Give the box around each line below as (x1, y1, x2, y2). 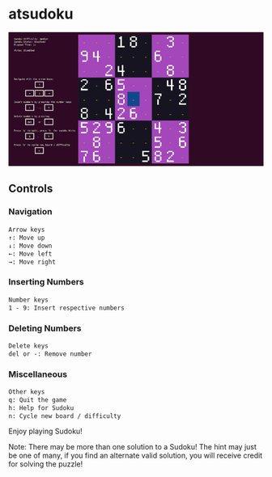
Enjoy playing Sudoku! (8, 426, 83, 437)
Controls (8, 182, 53, 196)
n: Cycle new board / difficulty (8, 412, 121, 420)
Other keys (8, 388, 45, 396)
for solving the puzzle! (8, 459, 83, 469)
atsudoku (8, 5, 74, 23)
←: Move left (8, 250, 53, 258)
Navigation (8, 206, 53, 217)
